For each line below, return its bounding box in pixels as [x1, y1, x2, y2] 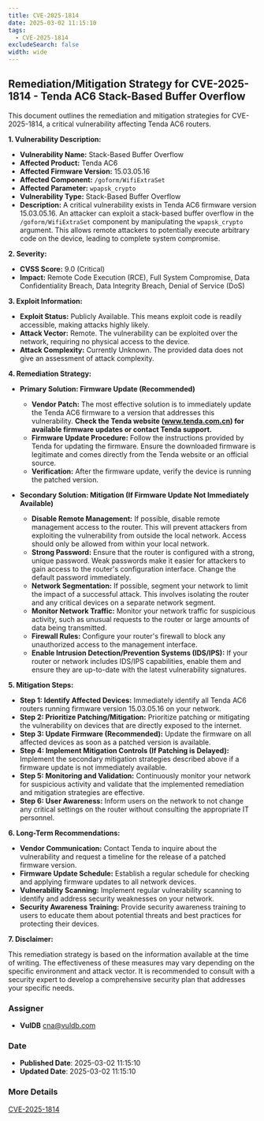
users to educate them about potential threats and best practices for [19, 910, 242, 920]
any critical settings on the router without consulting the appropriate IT [19, 804, 250, 814]
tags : [8, 26, 26, 34]
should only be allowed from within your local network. [31, 538, 210, 549]
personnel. [19, 812, 55, 822]
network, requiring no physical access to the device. [19, 336, 191, 346]
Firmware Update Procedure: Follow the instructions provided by [31, 433, 244, 442]
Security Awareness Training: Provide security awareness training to [19, 902, 247, 912]
